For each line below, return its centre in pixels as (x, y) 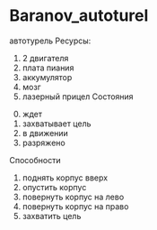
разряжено (44, 143)
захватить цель (52, 216)
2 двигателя (45, 58)
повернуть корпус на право (75, 206)
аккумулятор (47, 77)
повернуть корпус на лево (73, 197)
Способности (35, 160)
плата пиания (48, 68)
